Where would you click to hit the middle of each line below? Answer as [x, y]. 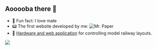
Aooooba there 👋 [31, 9]
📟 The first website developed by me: [50, 26]
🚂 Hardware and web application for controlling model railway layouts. [82, 33]
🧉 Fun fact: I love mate [34, 20]
